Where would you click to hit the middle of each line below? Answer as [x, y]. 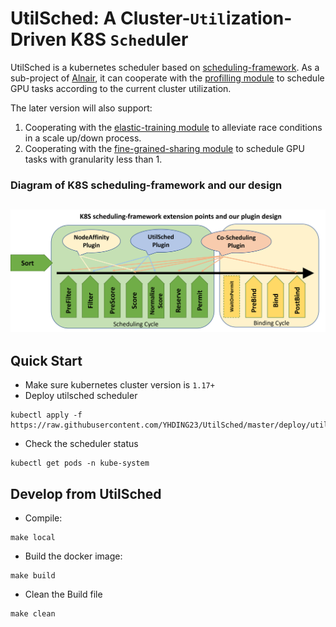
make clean [33, 614]
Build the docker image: [73, 556]
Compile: [43, 518]
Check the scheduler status [81, 444]
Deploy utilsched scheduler [81, 396]
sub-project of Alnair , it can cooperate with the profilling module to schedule [167, 78]
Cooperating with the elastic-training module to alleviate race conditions [173, 127]
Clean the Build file [63, 594]
